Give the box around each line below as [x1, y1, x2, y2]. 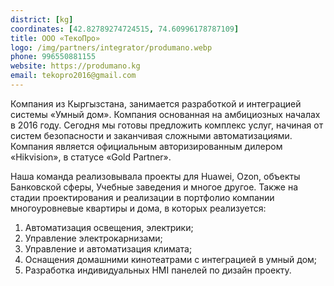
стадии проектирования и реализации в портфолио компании [10, 191, 275, 203]
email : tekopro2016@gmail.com [10, 71, 137, 81]
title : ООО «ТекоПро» [10, 33, 101, 43]
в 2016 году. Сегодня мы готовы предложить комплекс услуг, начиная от [10, 119, 324, 131]
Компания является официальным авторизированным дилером [10, 140, 283, 152]
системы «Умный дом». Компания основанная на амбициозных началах [10, 108, 321, 120]
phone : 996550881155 [10, 52, 97, 62]
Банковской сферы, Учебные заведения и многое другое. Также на [10, 181, 298, 193]
